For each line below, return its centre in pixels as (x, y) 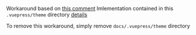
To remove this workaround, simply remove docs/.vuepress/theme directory (98, 26)
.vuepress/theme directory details (47, 15)
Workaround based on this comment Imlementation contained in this (90, 8)
